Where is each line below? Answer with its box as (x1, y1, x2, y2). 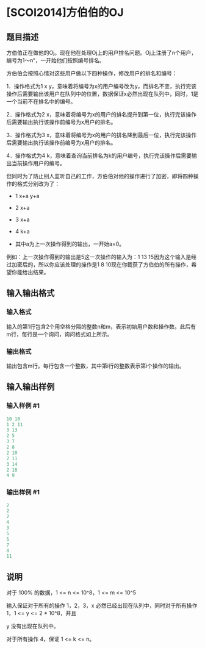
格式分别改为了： (16, 180, 60, 187)
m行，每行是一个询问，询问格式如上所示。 (6, 330, 113, 338)
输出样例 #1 (6, 488, 40, 497)
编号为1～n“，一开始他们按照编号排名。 (6, 57, 105, 64)
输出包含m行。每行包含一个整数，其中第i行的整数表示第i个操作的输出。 (6, 362, 185, 369)
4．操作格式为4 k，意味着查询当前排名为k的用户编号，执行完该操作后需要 (6, 152, 192, 159)
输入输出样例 (6, 382, 55, 392)
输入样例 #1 (6, 402, 40, 410)
